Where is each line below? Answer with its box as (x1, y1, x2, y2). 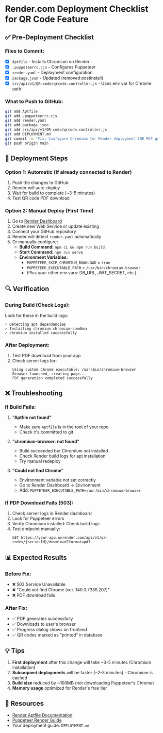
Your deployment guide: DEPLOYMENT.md (12, 722, 90, 729)
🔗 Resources (5, 699, 44, 707)
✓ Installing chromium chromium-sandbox (5, 326, 88, 331)
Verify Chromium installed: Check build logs (12, 521, 100, 527)
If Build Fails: (5, 403, 36, 410)
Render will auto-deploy (12, 185, 60, 191)
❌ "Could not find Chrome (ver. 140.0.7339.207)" (12, 587, 110, 593)
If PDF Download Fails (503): (5, 500, 74, 506)
